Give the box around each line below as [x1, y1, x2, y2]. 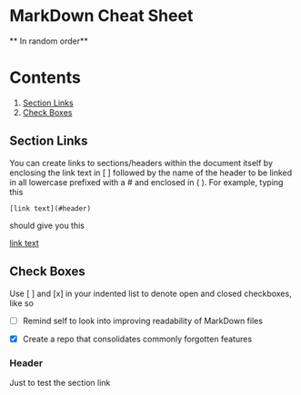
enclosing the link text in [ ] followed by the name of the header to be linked [9, 167, 293, 178]
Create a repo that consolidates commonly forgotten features [22, 333, 253, 344]
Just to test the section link [9, 377, 111, 388]
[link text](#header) [9, 203, 92, 213]
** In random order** [9, 35, 88, 46]
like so [9, 297, 35, 309]
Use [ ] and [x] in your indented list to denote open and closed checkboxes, [9, 288, 293, 299]
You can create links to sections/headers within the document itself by [9, 157, 273, 168]
